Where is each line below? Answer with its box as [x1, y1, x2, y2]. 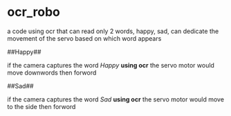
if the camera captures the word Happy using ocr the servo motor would [7, 61, 214, 69]
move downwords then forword [7, 68, 97, 77]
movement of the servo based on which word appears [7, 34, 162, 42]
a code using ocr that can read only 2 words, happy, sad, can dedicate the [7, 27, 219, 35]
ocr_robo [7, 4, 61, 20]
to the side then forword [7, 102, 76, 110]
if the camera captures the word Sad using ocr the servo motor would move [7, 95, 225, 104]
